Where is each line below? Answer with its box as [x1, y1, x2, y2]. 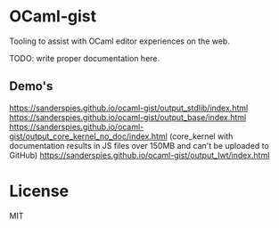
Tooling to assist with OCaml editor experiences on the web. [9, 36, 230, 46]
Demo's [9, 78, 53, 94]
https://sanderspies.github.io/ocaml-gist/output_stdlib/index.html [9, 102, 249, 113]
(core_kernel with [168, 131, 234, 142]
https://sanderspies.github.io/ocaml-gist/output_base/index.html [9, 111, 247, 122]
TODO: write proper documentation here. [9, 53, 160, 63]
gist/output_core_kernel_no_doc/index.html [9, 131, 168, 142]
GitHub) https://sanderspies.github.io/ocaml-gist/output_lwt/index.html [9, 150, 270, 160]
